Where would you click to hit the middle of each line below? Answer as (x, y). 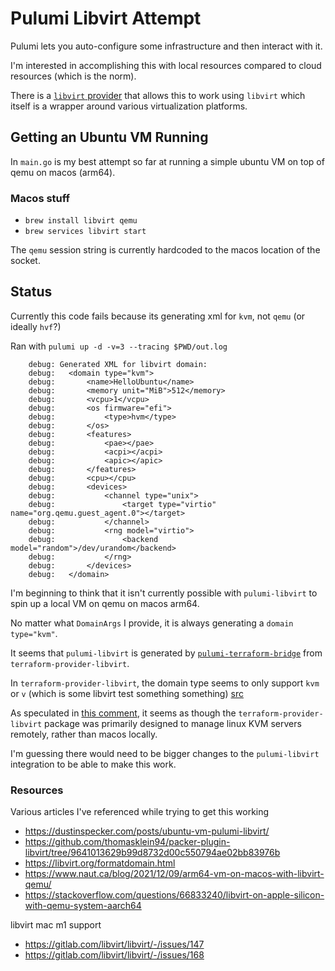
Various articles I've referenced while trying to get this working (140, 812)
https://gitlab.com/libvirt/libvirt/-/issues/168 (114, 955)
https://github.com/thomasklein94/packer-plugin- (127, 842)
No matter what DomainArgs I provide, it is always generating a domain (152, 623)
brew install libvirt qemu (81, 221)
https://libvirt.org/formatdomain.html (100, 863)
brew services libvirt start (85, 232)
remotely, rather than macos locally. (84, 734)
